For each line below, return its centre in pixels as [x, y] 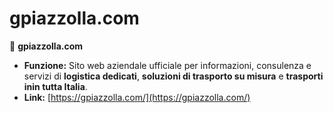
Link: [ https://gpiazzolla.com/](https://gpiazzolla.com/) [137, 97]
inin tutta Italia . [55, 86]
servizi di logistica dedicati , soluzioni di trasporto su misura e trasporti [173, 76]
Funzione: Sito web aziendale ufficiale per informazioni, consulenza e [167, 65]
